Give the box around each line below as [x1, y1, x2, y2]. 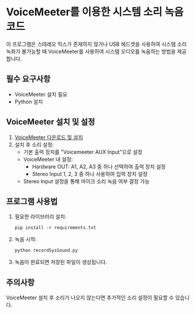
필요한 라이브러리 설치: [14, 213, 67, 220]
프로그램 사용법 [6, 196, 58, 206]
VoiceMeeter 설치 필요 [14, 90, 67, 97]
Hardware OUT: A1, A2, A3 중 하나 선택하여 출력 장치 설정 [32, 163, 166, 170]
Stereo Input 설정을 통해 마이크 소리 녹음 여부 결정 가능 [23, 177, 150, 185]
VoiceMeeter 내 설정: [23, 156, 73, 163]
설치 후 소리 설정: [14, 141, 54, 148]
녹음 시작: [14, 236, 37, 243]
